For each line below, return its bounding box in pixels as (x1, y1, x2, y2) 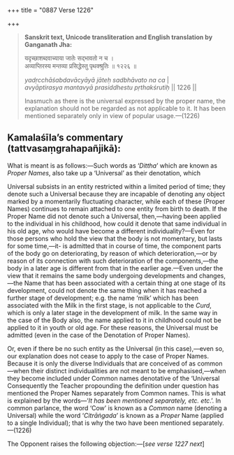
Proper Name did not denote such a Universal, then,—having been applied (7, 212, 221, 220)
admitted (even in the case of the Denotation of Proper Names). (7, 331, 191, 339)
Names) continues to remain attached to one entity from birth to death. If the (7, 204, 228, 212)
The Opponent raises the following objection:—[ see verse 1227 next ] (7, 440, 205, 448)
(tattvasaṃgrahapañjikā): (7, 143, 121, 154)
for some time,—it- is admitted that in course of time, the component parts (7, 241, 221, 250)
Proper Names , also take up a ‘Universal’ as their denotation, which (7, 168, 201, 177)
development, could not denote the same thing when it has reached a (7, 286, 207, 294)
